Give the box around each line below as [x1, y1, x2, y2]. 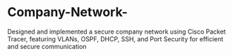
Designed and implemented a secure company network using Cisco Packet [7, 27, 226, 36]
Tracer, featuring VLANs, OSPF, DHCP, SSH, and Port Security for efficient [7, 34, 224, 43]
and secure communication [7, 42, 87, 50]
